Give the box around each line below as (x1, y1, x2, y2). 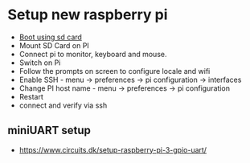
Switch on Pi (18, 58, 61, 67)
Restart (18, 92, 43, 101)
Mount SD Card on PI (18, 40, 89, 50)
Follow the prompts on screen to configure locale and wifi (18, 66, 211, 75)
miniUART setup (7, 124, 92, 137)
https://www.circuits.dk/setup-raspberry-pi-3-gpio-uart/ (18, 145, 207, 154)
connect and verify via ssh (18, 100, 108, 110)
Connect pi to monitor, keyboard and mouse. (18, 49, 167, 59)
